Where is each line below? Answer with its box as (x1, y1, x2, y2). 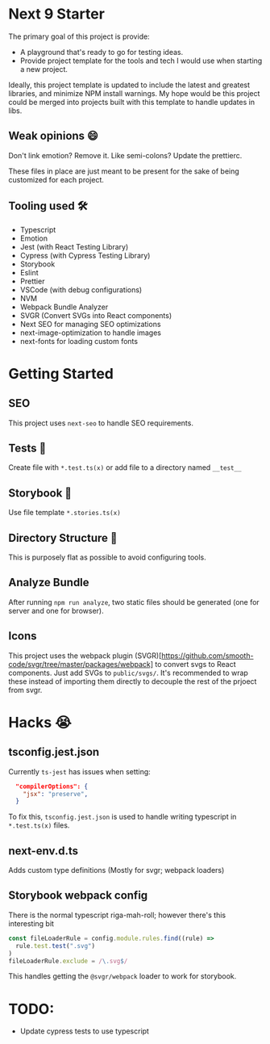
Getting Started (8, 364, 114, 383)
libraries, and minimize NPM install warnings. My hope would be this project (8, 88, 260, 98)
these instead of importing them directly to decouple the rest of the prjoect (8, 676, 257, 686)
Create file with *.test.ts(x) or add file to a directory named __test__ (8, 463, 242, 472)
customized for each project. (8, 174, 105, 184)
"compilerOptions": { (15, 782, 89, 790)
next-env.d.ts (8, 844, 79, 857)
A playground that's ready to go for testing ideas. (19, 47, 184, 57)
